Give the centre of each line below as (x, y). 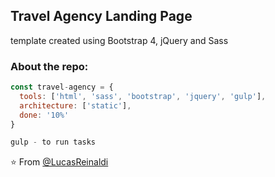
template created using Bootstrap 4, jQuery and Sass (119, 40)
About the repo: (49, 66)
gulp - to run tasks (53, 142)
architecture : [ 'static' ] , (75, 105)
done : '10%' (44, 115)
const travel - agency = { (62, 87)
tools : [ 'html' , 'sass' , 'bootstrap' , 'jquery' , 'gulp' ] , (143, 96)
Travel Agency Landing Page (101, 16)
